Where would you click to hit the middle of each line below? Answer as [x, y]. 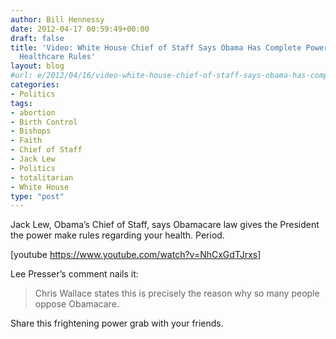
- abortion [33, 112]
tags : [21, 103]
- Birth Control [44, 122]
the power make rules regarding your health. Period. [117, 235]
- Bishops [31, 131]
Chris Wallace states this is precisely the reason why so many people [177, 293]
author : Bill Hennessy [57, 19]
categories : [35, 85]
